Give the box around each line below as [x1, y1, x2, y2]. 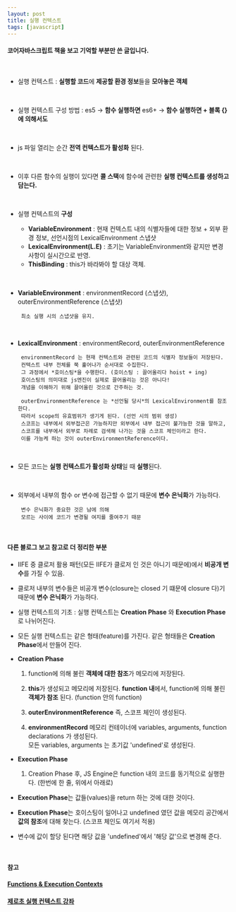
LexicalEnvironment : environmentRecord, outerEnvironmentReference [17, 338, 225, 347]
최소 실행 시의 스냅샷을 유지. [20, 312, 95, 320]
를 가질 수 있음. [23, 569, 65, 577]
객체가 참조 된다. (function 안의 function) [27, 693, 142, 701]
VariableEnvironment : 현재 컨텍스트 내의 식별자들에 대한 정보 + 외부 [27, 224, 221, 233]
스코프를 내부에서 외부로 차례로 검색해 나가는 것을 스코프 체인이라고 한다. [20, 427, 207, 434]
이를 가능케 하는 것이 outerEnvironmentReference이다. [20, 435, 169, 442]
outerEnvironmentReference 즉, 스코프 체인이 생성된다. [27, 708, 187, 716]
